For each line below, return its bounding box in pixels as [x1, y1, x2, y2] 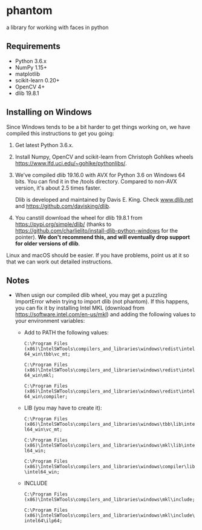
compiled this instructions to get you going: [6, 130, 114, 137]
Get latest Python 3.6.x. [15, 141, 74, 148]
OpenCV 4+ [15, 83, 45, 90]
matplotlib [15, 70, 41, 78]
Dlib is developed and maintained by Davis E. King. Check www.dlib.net [15, 196, 194, 203]
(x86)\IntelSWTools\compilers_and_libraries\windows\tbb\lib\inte [24, 422, 195, 428]
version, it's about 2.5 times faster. [15, 184, 102, 191]
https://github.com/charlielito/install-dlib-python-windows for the [15, 227, 178, 234]
